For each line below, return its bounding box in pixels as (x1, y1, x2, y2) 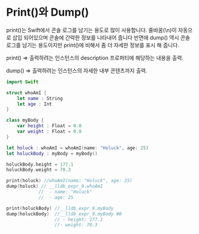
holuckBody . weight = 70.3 (6, 167, 71, 173)
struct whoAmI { (6, 89, 47, 96)
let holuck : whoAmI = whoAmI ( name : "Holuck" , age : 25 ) (6, 145, 149, 151)
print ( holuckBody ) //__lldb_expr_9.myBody (6, 205, 114, 211)
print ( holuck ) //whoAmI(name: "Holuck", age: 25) (6, 178, 133, 184)
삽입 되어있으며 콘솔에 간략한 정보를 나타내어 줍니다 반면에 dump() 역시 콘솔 (12, 34, 191, 41)
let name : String (17, 95, 63, 101)
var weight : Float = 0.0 (17, 128, 82, 135)
